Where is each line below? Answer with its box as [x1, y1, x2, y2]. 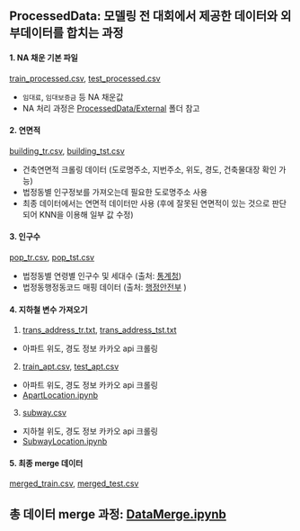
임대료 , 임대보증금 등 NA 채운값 [22, 91, 124, 102]
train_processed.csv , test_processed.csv [9, 73, 161, 84]
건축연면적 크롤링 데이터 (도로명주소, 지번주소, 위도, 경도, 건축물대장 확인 [22, 164, 277, 175]
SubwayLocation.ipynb [22, 436, 108, 447]
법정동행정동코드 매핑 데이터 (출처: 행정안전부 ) [22, 282, 187, 292]
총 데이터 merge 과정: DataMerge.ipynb [9, 507, 227, 522]
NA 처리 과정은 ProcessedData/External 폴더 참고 [22, 103, 200, 113]
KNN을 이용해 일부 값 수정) [39, 209, 134, 220]
